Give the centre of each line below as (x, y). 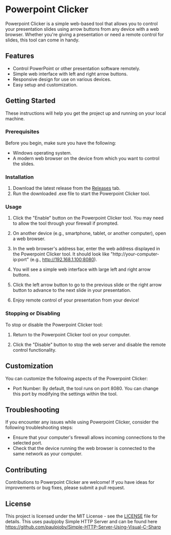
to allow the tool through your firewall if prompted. (66, 223)
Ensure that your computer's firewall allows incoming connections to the (89, 437)
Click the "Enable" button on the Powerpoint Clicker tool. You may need (88, 218)
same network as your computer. (48, 454)
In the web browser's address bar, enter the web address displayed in (86, 249)
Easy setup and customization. (45, 84)
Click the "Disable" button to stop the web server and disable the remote (89, 345)
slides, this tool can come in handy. (42, 40)
